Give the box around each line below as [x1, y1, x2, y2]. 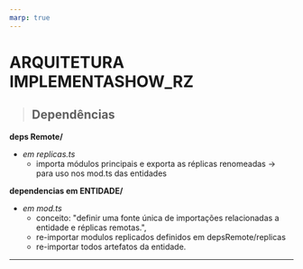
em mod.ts [22, 202, 63, 213]
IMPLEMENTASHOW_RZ [9, 71, 194, 91]
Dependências [31, 107, 115, 123]
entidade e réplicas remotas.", [35, 222, 147, 233]
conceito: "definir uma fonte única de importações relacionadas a [35, 212, 280, 223]
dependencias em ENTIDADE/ [9, 185, 124, 196]
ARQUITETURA [9, 51, 124, 72]
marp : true [9, 13, 50, 23]
